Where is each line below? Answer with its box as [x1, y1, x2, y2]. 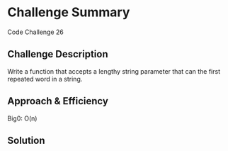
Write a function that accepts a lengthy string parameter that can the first [7, 67, 221, 75]
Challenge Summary [7, 4, 130, 21]
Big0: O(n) [7, 114, 38, 123]
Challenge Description [7, 48, 108, 60]
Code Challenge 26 [7, 28, 64, 36]
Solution [7, 134, 45, 146]
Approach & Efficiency [7, 95, 108, 107]
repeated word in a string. [7, 74, 83, 83]
